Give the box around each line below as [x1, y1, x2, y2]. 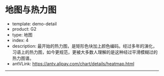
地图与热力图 [5, 4, 57, 16]
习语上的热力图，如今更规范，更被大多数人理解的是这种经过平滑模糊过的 [12, 49, 158, 55]
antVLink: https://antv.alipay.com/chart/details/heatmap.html [12, 60, 135, 66]
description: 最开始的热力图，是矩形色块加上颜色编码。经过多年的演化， [12, 43, 157, 49]
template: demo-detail [12, 20, 57, 27]
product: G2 [12, 26, 37, 32]
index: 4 [12, 37, 29, 43]
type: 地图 [12, 32, 33, 38]
